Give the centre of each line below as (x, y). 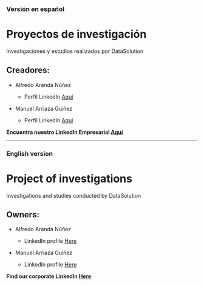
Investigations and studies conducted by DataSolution (74, 195)
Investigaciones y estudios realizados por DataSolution (75, 51)
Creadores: (28, 70)
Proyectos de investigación (76, 34)
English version (30, 153)
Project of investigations (69, 179)
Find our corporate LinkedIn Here (49, 276)
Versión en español (36, 9)
